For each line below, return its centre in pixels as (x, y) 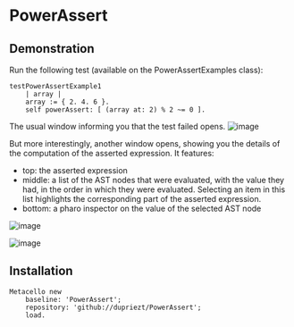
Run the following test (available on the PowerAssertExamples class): (136, 70)
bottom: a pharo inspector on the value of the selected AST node (142, 208)
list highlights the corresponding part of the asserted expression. (142, 199)
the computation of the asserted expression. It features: (112, 153)
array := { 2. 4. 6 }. (67, 102)
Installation (41, 271)
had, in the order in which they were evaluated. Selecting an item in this (154, 189)
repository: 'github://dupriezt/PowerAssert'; (113, 307)
